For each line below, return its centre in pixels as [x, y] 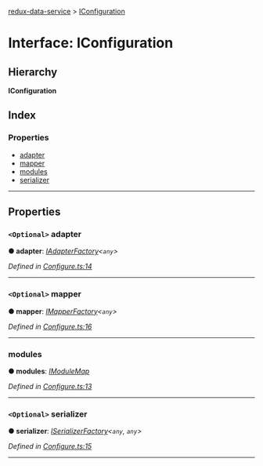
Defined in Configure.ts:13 [50, 386]
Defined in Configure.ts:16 [50, 326]
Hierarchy [33, 72]
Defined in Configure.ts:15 [50, 446]
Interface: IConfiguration [91, 43]
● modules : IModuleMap [49, 371]
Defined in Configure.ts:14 [50, 267]
